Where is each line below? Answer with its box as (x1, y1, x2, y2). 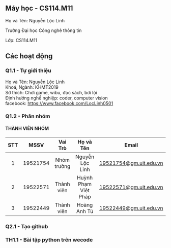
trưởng (54, 162, 71, 169)
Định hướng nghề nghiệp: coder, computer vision (5, 95, 108, 101)
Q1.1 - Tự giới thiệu (5, 67, 52, 74)
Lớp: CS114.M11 (5, 37, 38, 43)
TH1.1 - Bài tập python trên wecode (5, 236, 93, 243)
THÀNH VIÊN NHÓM (5, 125, 49, 131)
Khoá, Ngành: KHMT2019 (5, 84, 59, 90)
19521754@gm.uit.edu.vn (99, 159, 163, 166)
